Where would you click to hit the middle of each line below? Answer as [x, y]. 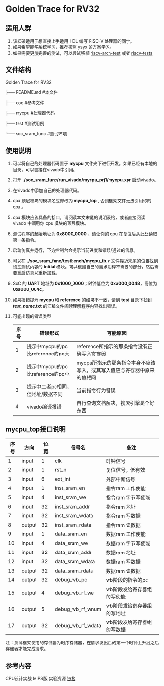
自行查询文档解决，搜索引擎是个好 [116, 403]
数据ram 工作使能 [126, 534]
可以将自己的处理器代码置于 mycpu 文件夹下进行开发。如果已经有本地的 [85, 163]
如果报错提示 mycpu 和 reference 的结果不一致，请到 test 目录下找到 [82, 300]
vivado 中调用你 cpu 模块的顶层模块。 [51, 223]
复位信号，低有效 [126, 470]
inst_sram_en [70, 488]
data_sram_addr [73, 553]
